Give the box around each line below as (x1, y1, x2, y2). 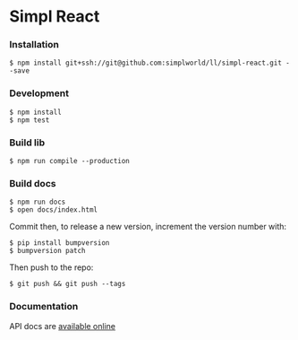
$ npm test (9, 115, 50, 125)
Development (9, 87, 70, 100)
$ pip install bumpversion (9, 239, 110, 248)
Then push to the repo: (9, 262, 94, 273)
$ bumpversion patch (9, 247, 87, 256)
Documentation (9, 301, 79, 313)
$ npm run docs (9, 197, 66, 207)
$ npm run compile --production (9, 157, 130, 166)
